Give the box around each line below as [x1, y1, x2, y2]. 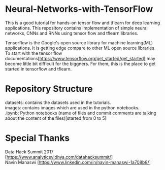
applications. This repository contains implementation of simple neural [5, 25, 148, 31]
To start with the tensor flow [5, 50, 63, 56]
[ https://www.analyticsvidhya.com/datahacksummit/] [5, 154, 113, 160]
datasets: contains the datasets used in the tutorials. [5, 100, 111, 105]
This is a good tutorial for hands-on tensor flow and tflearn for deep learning [5, 20, 160, 26]
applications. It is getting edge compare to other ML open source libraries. [5, 45, 156, 51]
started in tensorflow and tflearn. [5, 66, 72, 72]
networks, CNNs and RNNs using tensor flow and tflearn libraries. [5, 30, 139, 36]
